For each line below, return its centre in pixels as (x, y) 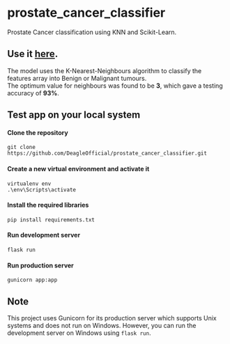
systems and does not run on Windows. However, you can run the (102, 325)
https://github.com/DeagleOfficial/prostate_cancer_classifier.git (107, 154)
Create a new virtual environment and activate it (78, 169)
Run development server (44, 235)
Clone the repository (38, 132)
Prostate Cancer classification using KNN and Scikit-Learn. (92, 32)
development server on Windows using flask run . (79, 333)
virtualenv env (29, 183)
